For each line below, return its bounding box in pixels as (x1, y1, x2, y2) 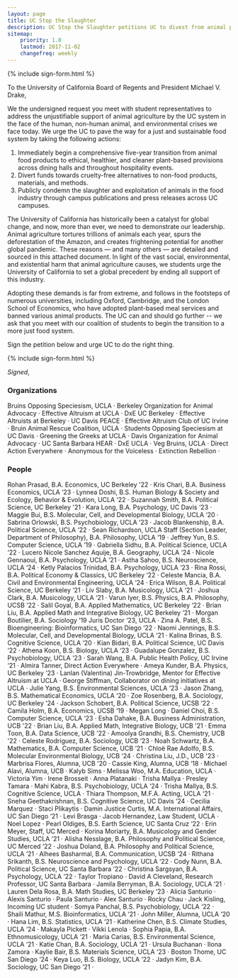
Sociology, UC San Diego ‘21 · (7, 962, 94, 972)
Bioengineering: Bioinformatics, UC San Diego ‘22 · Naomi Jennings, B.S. (7, 623, 221, 632)
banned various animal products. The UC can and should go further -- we (7, 311, 223, 320)
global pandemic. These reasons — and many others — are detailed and (7, 245, 218, 253)
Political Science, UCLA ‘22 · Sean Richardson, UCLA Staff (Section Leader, (7, 526, 228, 534)
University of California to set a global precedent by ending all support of (7, 267, 221, 276)
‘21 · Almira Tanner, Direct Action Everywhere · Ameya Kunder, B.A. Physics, (7, 661, 229, 670)
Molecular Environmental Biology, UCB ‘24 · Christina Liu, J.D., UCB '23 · (7, 752, 219, 760)
